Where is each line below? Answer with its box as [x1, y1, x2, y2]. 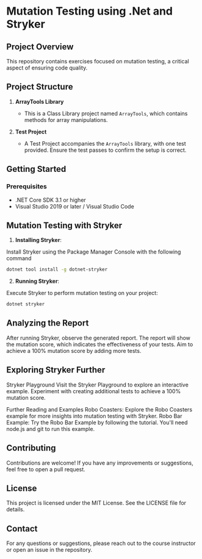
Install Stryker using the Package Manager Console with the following [6, 248, 181, 255]
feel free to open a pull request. [6, 465, 85, 473]
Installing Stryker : [15, 237, 62, 244]
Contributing [6, 443, 56, 454]
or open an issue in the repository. [6, 546, 93, 554]
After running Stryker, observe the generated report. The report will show [6, 334, 191, 341]
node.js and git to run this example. [6, 425, 95, 432]
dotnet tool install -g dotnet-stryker [6, 266, 108, 272]
